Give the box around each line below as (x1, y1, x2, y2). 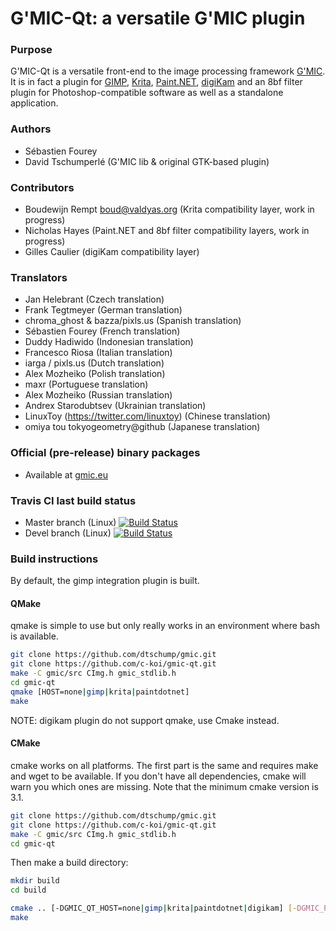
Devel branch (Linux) (24, 527, 112, 539)
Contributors (10, 180, 75, 194)
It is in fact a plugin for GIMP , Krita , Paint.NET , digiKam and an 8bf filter (10, 76, 303, 88)
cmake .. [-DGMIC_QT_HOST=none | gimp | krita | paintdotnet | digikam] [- (10, 903, 298, 914)
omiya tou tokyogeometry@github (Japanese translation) (24, 421, 261, 433)
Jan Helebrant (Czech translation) (24, 293, 165, 306)
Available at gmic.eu (24, 468, 108, 481)
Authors (10, 122, 52, 136)
